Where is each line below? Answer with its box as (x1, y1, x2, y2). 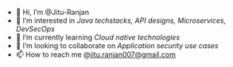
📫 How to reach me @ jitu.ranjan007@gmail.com (15, 50, 177, 59)
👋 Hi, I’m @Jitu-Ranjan (15, 8, 90, 17)
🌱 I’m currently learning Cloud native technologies (15, 32, 181, 42)
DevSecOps (15, 24, 56, 33)
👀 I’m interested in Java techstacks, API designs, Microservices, (15, 16, 227, 25)
